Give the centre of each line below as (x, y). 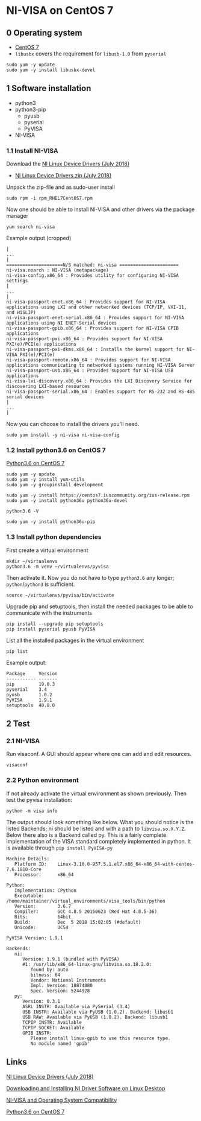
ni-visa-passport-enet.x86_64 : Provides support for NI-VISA (86, 302)
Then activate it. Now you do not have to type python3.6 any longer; (90, 577)
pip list (17, 651)
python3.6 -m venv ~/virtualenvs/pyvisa (58, 567)
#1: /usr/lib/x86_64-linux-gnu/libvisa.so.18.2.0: (87, 964)
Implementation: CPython (45, 891)
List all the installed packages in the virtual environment (75, 640)
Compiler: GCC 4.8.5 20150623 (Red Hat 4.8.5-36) (86, 912)
